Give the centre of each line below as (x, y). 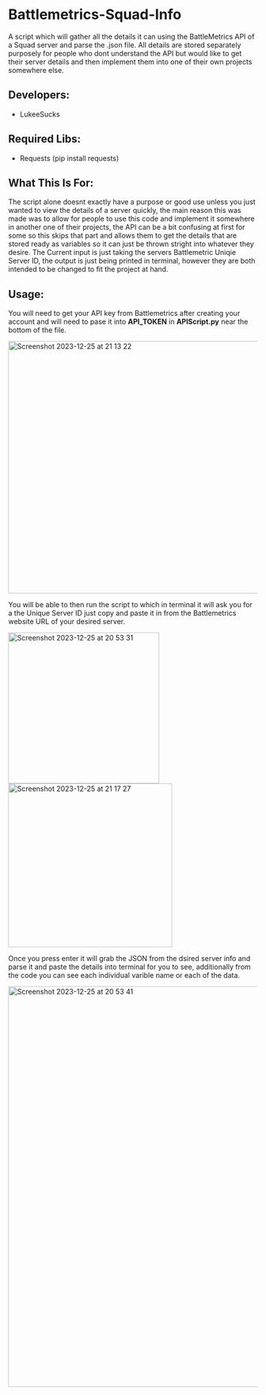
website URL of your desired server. (66, 621)
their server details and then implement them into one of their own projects (130, 62)
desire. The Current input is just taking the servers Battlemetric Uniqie (122, 253)
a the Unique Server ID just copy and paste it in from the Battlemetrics (122, 613)
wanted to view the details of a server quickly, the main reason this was (125, 211)
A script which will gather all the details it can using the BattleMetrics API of (131, 36)
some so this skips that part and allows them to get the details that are (123, 236)
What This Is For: (51, 182)
